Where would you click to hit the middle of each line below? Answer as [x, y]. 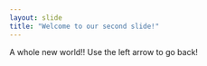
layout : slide [36, 18]
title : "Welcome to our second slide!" [85, 26]
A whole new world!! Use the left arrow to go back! [104, 52]
